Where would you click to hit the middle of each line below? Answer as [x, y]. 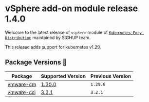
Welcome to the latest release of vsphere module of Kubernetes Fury [74, 32]
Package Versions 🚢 [36, 62]
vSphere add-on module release [72, 9]
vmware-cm [22, 84]
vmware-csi [22, 92]
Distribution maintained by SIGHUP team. [48, 38]
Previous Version [111, 76]
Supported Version [63, 76]
